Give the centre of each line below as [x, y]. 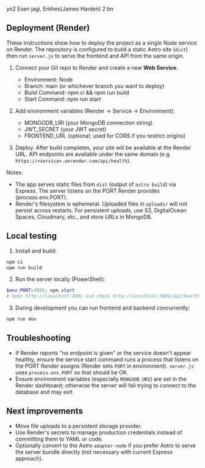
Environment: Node [49, 80]
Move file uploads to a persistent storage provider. [78, 426]
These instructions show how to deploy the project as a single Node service [102, 43]
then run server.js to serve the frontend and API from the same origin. [95, 56]
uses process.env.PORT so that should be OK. [72, 372]
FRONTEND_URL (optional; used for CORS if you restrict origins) [105, 136]
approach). [29, 458]
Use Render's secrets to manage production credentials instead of [99, 432]
